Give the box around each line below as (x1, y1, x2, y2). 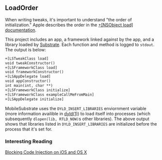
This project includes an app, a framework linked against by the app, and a (5, 36, 154, 42)
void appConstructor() (5, 79, 51, 84)
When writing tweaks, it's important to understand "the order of (5, 16, 132, 22)
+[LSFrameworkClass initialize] (5, 87, 70, 93)
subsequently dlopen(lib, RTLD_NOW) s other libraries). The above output (5, 116, 149, 122)
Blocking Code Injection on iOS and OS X (5, 149, 87, 155)
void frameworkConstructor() (5, 70, 64, 75)
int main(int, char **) (5, 83, 53, 88)
